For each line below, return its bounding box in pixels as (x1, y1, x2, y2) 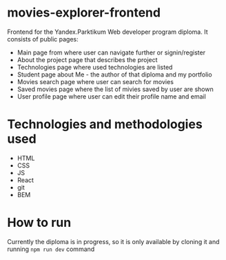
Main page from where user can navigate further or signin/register (17, 48, 205, 57)
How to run (7, 215, 72, 230)
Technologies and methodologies (7, 117, 203, 132)
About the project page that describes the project (17, 55, 158, 63)
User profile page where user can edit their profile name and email (17, 92, 207, 101)
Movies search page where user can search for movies (17, 77, 174, 86)
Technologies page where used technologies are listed (17, 63, 173, 71)
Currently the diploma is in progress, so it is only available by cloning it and (7, 237, 220, 246)
